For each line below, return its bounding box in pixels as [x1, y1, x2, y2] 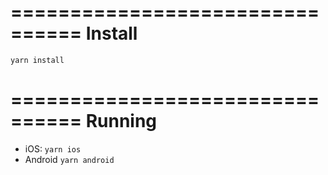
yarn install [10, 55, 65, 65]
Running [85, 110, 158, 133]
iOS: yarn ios [24, 142, 82, 155]
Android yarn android [24, 153, 115, 165]
